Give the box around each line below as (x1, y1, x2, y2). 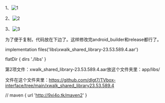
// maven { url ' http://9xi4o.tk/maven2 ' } (5, 92, 87, 98)
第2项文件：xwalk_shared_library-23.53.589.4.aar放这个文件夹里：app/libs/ (5, 67, 161, 72)
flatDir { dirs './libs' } (5, 56, 46, 62)
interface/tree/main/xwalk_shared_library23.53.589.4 (5, 83, 115, 89)
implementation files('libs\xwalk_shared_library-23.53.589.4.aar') (5, 47, 139, 52)
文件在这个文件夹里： (5, 77, 49, 83)
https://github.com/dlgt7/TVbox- (49, 77, 116, 83)
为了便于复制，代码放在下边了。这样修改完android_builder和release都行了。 (5, 37, 162, 42)
